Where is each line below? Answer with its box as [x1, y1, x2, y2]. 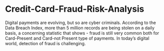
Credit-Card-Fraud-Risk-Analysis [5, 3, 144, 15]
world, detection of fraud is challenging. [5, 40, 86, 46]
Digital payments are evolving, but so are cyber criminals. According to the [5, 20, 156, 25]
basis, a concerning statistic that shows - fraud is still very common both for [5, 30, 160, 36]
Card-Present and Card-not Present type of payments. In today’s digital [5, 35, 150, 41]
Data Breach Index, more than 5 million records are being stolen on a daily [5, 25, 155, 30]
